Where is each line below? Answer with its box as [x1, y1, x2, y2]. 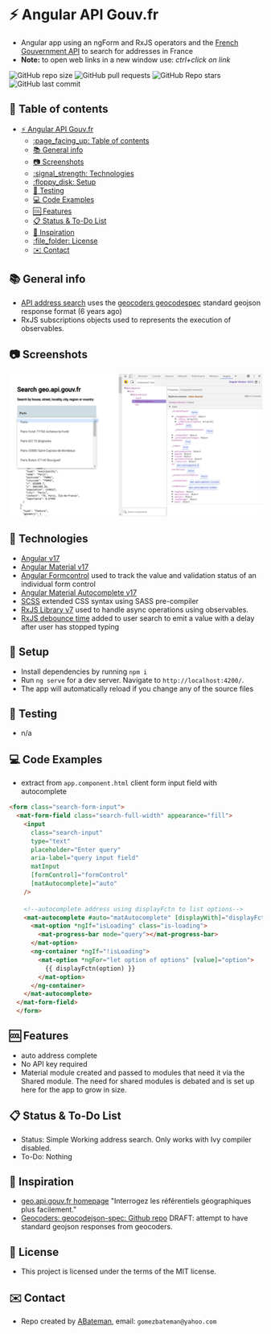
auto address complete [20, 1051, 98, 1060]
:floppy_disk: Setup [32, 177, 96, 187]
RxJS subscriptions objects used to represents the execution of [20, 315, 232, 324]
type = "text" [30, 837, 71, 845]
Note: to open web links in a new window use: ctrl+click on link [20, 55, 231, 64]
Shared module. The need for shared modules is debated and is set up [20, 1076, 255, 1086]
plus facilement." [20, 1204, 77, 1215]
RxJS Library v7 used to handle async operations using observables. [20, 605, 248, 614]
